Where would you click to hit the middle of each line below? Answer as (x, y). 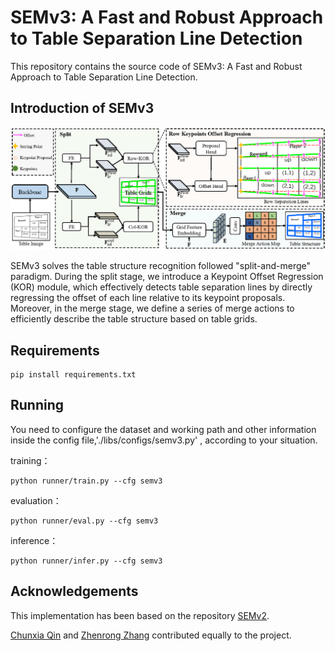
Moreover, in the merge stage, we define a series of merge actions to (152, 308)
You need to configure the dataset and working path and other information (163, 429)
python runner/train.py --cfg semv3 (86, 481)
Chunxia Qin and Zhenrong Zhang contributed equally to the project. (151, 635)
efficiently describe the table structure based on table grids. (134, 319)
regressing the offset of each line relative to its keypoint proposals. (148, 298)
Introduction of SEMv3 (82, 108)
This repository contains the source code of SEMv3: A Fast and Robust (156, 66)
